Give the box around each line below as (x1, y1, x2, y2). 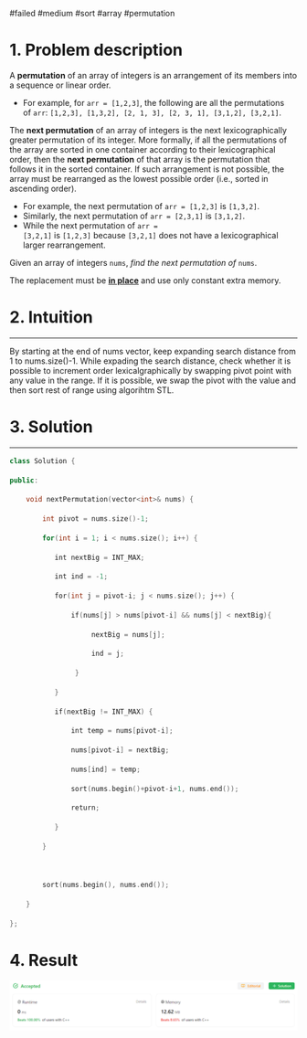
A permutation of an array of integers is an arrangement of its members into (9, 69, 298, 80)
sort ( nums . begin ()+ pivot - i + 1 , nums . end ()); (70, 784, 239, 793)
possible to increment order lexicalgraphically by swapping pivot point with (9, 365, 292, 376)
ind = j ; (90, 649, 125, 659)
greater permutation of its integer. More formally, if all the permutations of (9, 134, 288, 145)
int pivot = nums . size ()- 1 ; (42, 514, 149, 524)
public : (9, 475, 39, 485)
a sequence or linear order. (9, 79, 111, 90)
